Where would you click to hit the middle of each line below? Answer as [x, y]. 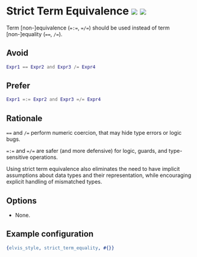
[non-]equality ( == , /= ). [34, 34]
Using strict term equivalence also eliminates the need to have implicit [93, 169]
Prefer [18, 86]
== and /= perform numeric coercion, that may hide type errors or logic [94, 133]
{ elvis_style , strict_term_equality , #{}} [60, 248]
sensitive [17, 157]
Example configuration [50, 234]
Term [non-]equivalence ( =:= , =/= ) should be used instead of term [88, 28]
